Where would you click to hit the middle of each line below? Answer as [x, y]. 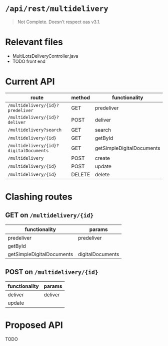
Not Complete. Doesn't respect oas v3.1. [59, 22]
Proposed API [34, 325]
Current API [30, 82]
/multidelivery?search [34, 130]
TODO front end [29, 61]
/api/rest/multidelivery [57, 9]
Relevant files [34, 42]
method [81, 97]
